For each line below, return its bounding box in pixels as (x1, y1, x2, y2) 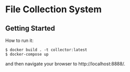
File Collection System (5, 4, 102, 15)
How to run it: (5, 37, 34, 43)
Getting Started (5, 24, 55, 33)
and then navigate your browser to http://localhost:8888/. (5, 61, 125, 67)
